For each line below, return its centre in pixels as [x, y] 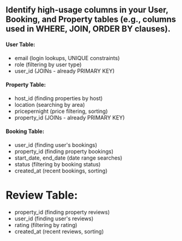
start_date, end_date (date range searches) [68, 158]
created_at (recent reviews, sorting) [59, 231]
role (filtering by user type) [48, 64]
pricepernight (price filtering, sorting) [61, 111]
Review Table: [42, 195]
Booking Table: [25, 131]
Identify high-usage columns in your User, [87, 10]
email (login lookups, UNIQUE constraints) [67, 58]
